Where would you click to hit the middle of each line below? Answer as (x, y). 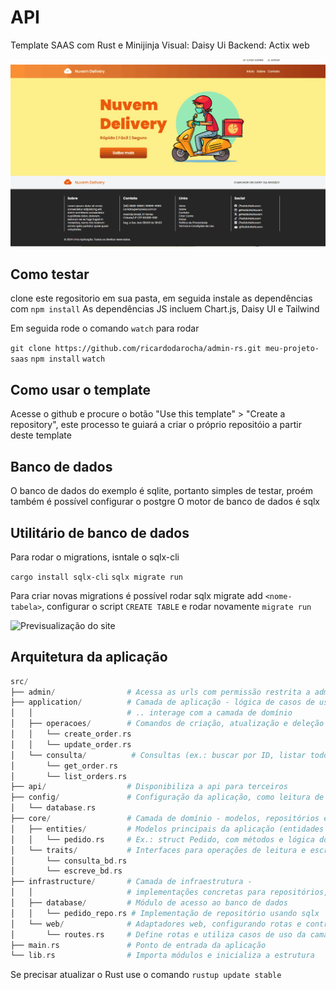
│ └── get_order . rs (64, 766)
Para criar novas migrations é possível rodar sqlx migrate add (136, 595)
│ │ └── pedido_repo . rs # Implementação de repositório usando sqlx (165, 913)
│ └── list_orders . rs (69, 776)
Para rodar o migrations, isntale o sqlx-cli (95, 557)
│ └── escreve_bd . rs (66, 871)
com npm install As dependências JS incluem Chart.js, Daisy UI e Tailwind (165, 309)
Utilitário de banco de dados (100, 532)
